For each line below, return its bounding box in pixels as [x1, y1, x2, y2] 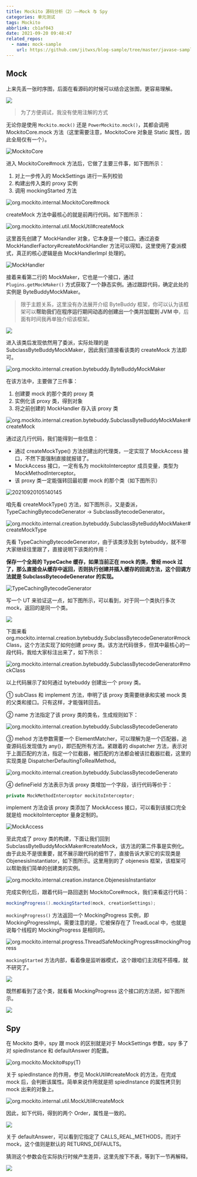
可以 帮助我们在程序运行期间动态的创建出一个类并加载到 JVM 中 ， [25, 308, 184, 315]
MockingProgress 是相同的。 [38, 926, 108, 933]
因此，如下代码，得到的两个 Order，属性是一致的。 [6, 1110, 130, 1117]
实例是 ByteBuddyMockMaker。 [6, 288, 84, 295]
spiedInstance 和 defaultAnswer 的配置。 [12, 1047, 113, 1054]
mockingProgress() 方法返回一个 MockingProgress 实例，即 [6, 912, 150, 919]
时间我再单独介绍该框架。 [30, 315, 93, 322]
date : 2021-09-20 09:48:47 [6, 31, 72, 36]
